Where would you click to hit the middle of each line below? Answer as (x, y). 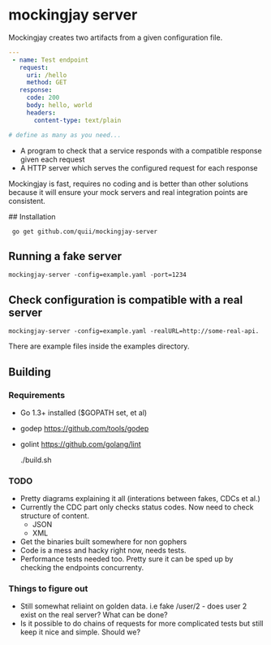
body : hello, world (59, 106)
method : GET (47, 83)
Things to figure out (48, 589)
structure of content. (54, 516)
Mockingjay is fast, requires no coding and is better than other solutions (129, 184)
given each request (52, 159)
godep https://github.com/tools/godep (84, 428)
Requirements (37, 395)
